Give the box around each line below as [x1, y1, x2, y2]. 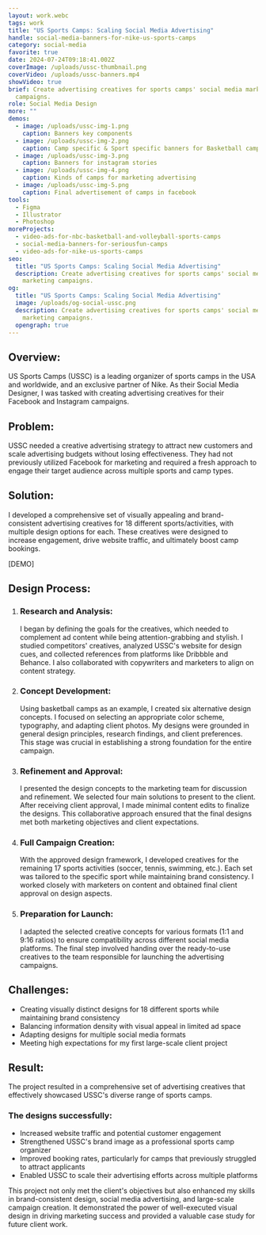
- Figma [15, 203, 41, 211]
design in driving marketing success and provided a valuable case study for [8, 1210, 256, 1221]
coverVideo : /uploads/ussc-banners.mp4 [8, 71, 140, 78]
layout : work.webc [8, 11, 69, 20]
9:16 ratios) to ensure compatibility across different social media [19, 935, 230, 944]
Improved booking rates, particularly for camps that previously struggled [19, 1153, 257, 1163]
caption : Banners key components [22, 129, 133, 137]
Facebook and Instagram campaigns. [8, 397, 129, 407]
